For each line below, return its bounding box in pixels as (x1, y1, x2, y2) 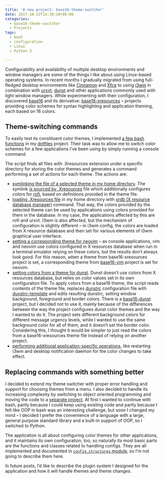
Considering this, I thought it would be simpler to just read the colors (12, 327, 152, 333)
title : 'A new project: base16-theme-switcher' (5, 7, 105, 12)
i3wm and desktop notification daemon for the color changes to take (12, 348, 152, 354)
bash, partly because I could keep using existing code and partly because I (5, 402, 158, 408)
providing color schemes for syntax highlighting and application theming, (5, 103, 154, 109)
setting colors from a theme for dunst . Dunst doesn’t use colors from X (12, 270, 156, 276)
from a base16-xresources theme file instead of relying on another (12, 333, 147, 339)
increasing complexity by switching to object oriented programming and (5, 391, 151, 397)
